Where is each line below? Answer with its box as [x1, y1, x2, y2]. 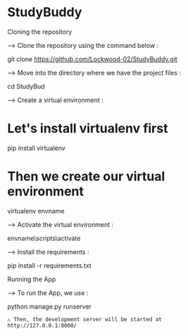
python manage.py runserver [7, 302, 92, 311]
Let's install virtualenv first [7, 120, 168, 137]
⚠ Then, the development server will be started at [7, 316, 162, 323]
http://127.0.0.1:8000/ [7, 322, 77, 329]
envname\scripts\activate [7, 234, 81, 242]
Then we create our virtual [7, 168, 165, 185]
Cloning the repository [7, 27, 73, 36]
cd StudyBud [7, 82, 45, 90]
